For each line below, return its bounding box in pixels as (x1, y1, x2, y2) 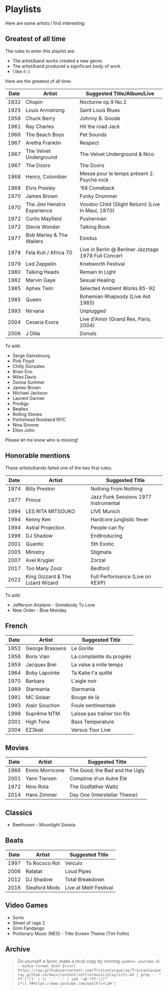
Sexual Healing (79, 276, 115, 284)
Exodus (79, 234, 97, 241)
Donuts (79, 330, 96, 337)
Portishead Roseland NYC (12, 416, 66, 422)
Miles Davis (12, 374, 36, 380)
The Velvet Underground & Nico (79, 151, 154, 158)
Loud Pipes (64, 868, 91, 875)
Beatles (12, 405, 28, 412)
